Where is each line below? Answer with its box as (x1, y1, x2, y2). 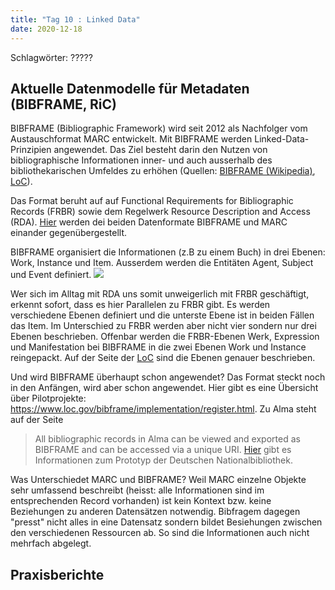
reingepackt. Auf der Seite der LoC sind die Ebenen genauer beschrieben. (10, 352, 316, 364)
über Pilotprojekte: (10, 392, 87, 405)
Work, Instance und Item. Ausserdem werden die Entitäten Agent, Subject (10, 257, 314, 269)
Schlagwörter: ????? (10, 51, 93, 63)
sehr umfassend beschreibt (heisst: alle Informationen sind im (10, 484, 265, 496)
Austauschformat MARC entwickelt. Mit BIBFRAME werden (10, 133, 253, 145)
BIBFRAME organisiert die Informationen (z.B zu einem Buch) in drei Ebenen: (10, 246, 326, 258)
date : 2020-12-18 (10, 24, 83, 34)
